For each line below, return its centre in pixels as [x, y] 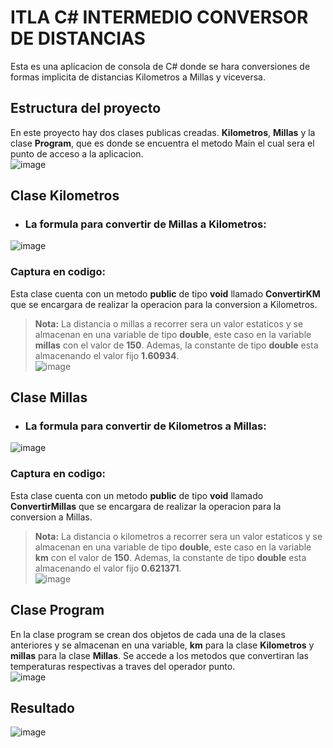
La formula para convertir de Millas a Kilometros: [145, 224]
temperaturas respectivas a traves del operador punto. [123, 666]
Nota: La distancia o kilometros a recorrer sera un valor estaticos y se [178, 536]
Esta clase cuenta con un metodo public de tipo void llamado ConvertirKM [165, 293]
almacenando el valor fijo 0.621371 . [108, 568]
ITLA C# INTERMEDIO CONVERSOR [159, 17]
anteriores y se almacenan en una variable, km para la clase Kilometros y [162, 645]
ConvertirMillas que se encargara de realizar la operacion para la [146, 506]
